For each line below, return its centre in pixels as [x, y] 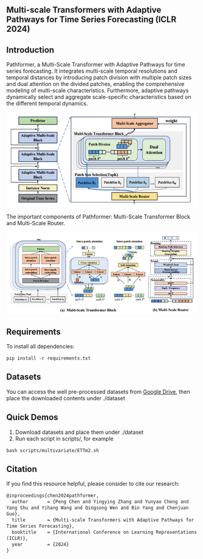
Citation [22, 469]
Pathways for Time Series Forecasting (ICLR [91, 20]
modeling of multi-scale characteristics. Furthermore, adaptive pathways [98, 90]
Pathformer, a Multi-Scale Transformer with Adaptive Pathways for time [96, 65]
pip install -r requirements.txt [49, 358]
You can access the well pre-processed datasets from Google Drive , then [98, 391]
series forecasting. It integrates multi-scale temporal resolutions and [92, 71]
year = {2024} [40, 545]
